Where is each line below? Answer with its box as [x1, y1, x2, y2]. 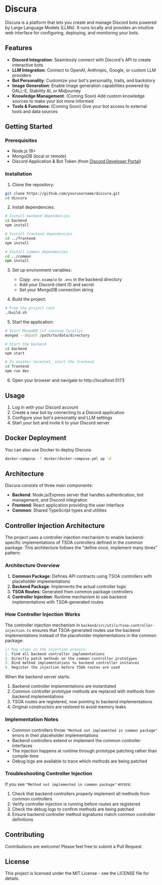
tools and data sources [12, 108, 58, 114]
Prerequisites [5, 137, 37, 144]
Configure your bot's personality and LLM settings [12, 415, 113, 420]
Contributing [5, 831, 44, 839]
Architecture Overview [5, 562, 60, 569]
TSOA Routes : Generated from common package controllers [12, 589, 133, 594]
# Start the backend [5, 342, 47, 347]
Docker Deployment [5, 434, 67, 442]
